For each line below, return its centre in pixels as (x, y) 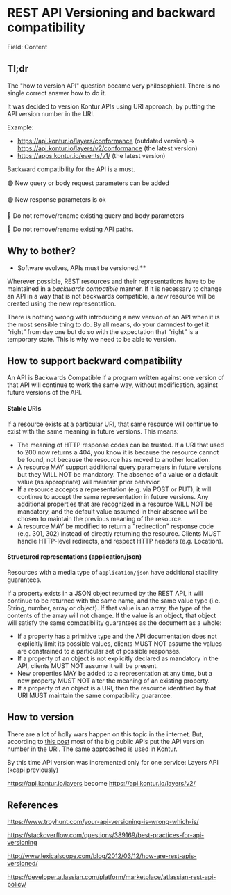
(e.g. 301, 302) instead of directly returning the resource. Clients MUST (119, 533)
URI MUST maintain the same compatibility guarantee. (94, 695)
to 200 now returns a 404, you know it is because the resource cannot (118, 452)
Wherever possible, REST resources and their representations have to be (111, 281)
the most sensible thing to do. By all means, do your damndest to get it (108, 324)
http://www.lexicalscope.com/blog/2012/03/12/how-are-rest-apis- (102, 856)
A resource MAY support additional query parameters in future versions (119, 467)
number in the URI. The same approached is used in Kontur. (93, 749)
